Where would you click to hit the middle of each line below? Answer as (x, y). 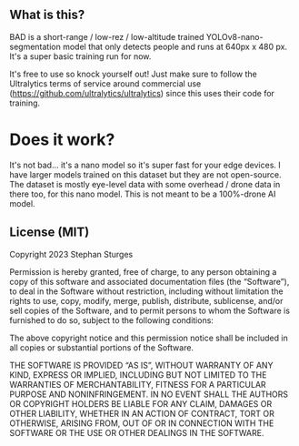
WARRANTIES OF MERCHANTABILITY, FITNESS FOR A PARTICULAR (138, 384)
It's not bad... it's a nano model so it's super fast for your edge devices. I (145, 165)
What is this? (47, 15)
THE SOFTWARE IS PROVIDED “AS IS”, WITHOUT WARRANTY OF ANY (141, 365)
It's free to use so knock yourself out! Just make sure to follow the (133, 74)
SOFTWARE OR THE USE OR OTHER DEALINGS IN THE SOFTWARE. (137, 432)
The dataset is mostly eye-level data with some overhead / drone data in (145, 184)
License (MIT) (50, 233)
